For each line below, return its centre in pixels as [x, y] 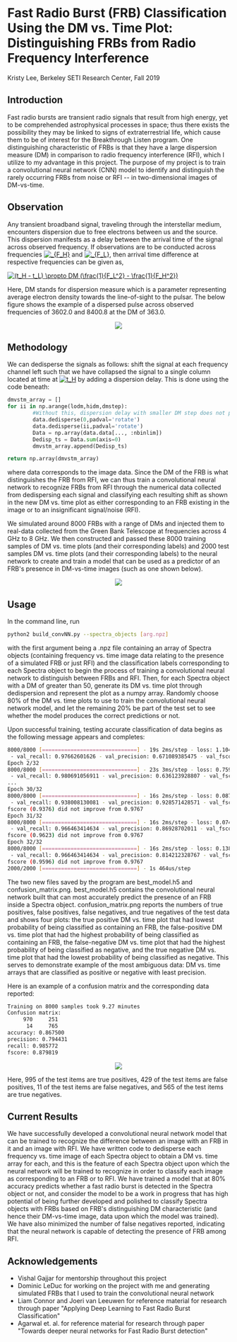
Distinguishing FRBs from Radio [102, 43]
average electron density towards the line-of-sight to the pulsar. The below [116, 297]
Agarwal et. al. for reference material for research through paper [111, 1324]
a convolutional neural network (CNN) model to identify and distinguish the [116, 170]
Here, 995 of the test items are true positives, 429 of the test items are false [117, 1079]
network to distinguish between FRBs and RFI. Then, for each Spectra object [119, 678]
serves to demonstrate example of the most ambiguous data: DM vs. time [114, 965]
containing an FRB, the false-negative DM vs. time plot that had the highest [116, 942]
